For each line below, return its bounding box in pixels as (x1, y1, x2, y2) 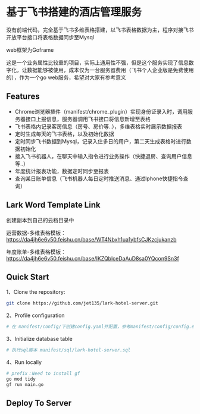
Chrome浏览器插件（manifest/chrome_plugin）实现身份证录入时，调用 (14, 108, 188, 115)
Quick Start (6, 272, 49, 282)
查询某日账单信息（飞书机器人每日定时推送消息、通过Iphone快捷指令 (14, 175, 183, 182)
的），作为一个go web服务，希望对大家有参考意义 (6, 74, 126, 81)
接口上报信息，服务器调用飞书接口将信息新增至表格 (25, 115, 151, 123)
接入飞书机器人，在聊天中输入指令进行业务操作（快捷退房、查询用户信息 (14, 152, 192, 159)
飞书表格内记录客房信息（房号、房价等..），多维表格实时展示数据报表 (14, 123, 183, 130)
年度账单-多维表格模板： (6, 248, 67, 255)
